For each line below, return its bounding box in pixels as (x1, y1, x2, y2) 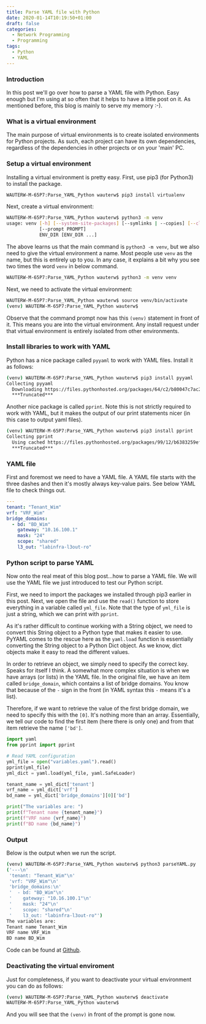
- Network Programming (12, 32, 70, 38)
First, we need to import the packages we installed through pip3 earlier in (6, 591, 192, 598)
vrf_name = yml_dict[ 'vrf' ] (6, 787, 78, 793)
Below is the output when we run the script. (6, 849, 116, 857)
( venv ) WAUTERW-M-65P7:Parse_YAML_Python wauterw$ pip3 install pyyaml (6, 375, 193, 381)
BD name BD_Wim (6, 935, 45, 942)
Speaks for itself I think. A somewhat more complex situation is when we (6, 667, 189, 674)
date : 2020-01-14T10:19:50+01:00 (6, 15, 92, 21)
